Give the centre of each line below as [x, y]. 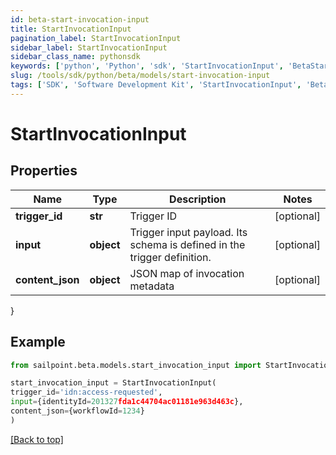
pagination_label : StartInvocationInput [96, 38]
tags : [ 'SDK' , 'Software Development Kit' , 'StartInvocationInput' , [156, 85]
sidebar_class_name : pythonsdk [75, 57]
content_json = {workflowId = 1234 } [77, 411]
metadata [152, 286]
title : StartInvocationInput [71, 29]
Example [38, 342]
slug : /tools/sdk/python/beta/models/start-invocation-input [140, 76]
